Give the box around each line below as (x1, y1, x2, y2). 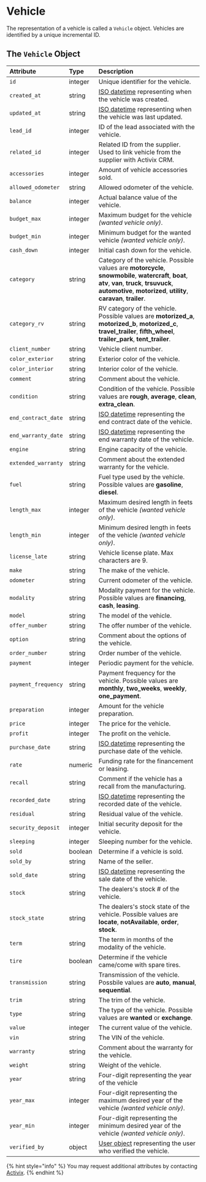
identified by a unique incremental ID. (6, 31, 101, 38)
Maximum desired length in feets (98, 498, 193, 506)
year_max (9, 1097, 35, 1104)
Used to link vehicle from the (98, 148, 181, 156)
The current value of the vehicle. (98, 1023, 192, 1032)
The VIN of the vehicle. (98, 1033, 164, 1042)
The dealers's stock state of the (98, 902, 190, 911)
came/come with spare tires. (98, 960, 181, 969)
